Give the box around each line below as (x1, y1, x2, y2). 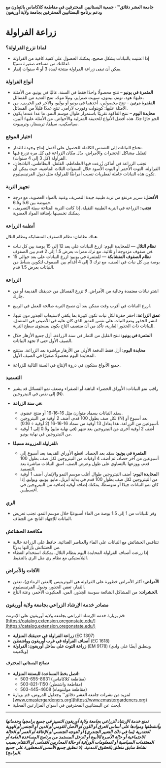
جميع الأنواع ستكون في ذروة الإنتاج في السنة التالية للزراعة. (12, 362, 121, 368)
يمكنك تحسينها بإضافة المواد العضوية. (12, 210, 80, 216)
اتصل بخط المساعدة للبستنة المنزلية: (12, 671, 80, 677)
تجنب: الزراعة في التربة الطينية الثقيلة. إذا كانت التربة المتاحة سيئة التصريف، (12, 205, 152, 211)
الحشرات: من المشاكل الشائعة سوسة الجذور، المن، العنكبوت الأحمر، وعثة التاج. (12, 589, 158, 595)
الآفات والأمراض (5, 567, 40, 574)
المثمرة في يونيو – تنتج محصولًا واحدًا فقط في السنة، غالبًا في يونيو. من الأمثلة (12, 89, 153, 95)
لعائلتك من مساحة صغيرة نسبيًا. (12, 61, 70, 67)
